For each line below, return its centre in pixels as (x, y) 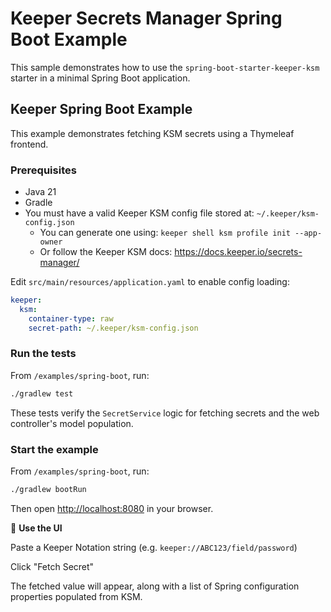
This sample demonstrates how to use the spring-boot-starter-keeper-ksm (165, 67)
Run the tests (43, 354)
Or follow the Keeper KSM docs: (106, 252)
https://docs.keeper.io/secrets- (238, 252)
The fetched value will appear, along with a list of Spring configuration (155, 586)
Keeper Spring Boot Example (101, 109)
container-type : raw (71, 318)
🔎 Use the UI (36, 528)
